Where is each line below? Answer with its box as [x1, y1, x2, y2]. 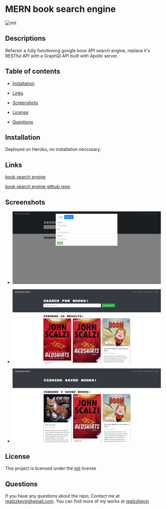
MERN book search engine [5, 3, 116, 15]
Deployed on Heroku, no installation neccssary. [5, 146, 101, 152]
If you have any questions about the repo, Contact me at [5, 493, 120, 499]
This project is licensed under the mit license [5, 465, 96, 471]
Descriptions [5, 34, 46, 43]
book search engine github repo [5, 184, 71, 190]
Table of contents [5, 67, 60, 75]
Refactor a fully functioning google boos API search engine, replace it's [5, 47, 151, 53]
